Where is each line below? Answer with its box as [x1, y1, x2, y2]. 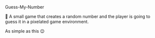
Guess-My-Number [5, 4, 44, 10]
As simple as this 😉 [5, 28, 45, 34]
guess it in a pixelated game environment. [5, 19, 89, 24]
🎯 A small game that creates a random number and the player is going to [5, 14, 151, 19]
